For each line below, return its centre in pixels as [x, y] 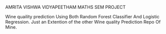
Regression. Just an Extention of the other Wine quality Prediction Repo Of [83, 22]
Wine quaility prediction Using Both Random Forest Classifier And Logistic [82, 17]
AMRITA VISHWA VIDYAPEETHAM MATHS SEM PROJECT [66, 7]
